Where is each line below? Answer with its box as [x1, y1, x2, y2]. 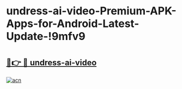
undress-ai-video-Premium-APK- [6, 4, 177, 18]
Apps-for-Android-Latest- [6, 17, 139, 30]
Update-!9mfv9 [6, 30, 86, 43]
